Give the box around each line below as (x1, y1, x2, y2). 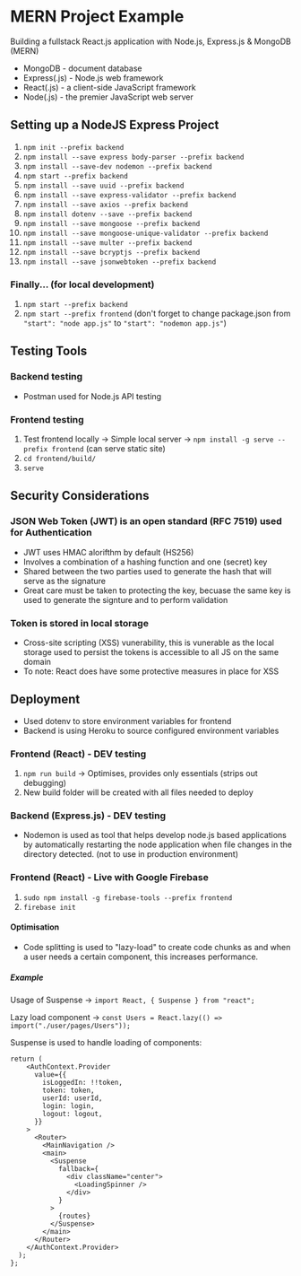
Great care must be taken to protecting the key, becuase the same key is (22, 585, 291, 596)
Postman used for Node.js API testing (22, 390, 162, 401)
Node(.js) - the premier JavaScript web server (22, 92, 193, 102)
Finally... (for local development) (10, 278, 155, 291)
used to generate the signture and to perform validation (22, 594, 228, 605)
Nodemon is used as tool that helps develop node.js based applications (22, 830, 288, 841)
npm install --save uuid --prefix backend (22, 181, 185, 190)
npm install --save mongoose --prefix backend (22, 219, 201, 228)
